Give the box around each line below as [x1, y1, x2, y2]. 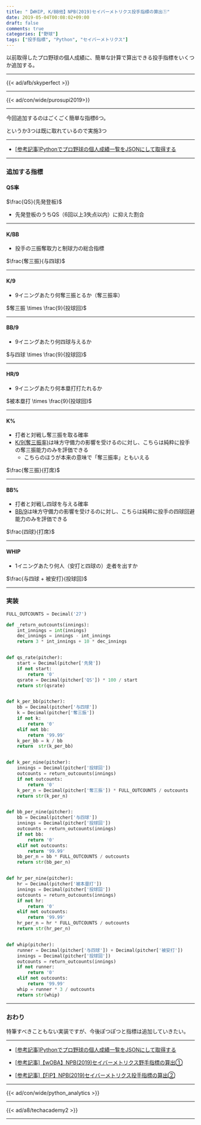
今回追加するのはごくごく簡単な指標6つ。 [6, 115, 109, 121]
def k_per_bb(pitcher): [6, 699, 66, 705]
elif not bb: [17, 726, 50, 733]
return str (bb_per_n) [17, 860, 71, 866]
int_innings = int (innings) [17, 627, 87, 634]
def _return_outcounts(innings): [6, 622, 90, 628]
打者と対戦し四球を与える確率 [14, 500, 89, 508]
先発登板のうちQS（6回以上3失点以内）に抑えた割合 [14, 211, 145, 218]
